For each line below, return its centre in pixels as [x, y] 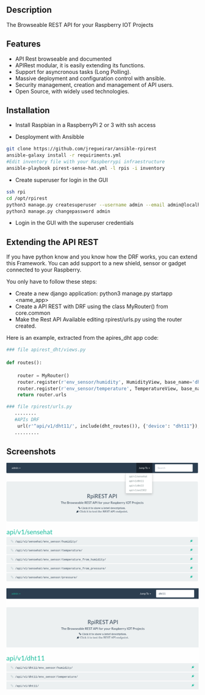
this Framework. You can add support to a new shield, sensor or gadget [96, 263]
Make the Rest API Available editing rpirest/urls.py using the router [99, 320]
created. [26, 326]
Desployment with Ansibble [49, 137]
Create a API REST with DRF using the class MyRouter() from [92, 307]
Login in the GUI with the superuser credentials [74, 223]
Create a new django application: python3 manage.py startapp [94, 293]
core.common [33, 313]
